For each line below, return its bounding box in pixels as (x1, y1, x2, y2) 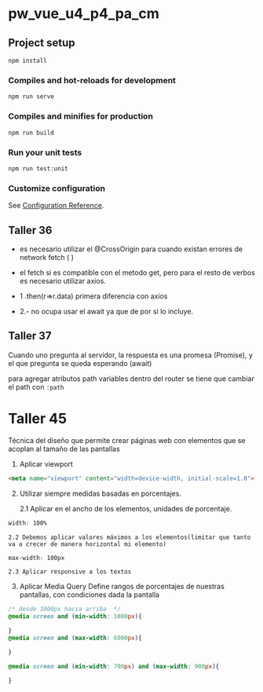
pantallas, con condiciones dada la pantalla (19, 590, 159, 599)
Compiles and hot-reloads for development (8, 75, 177, 86)
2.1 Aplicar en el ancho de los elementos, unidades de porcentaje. (19, 503, 232, 513)
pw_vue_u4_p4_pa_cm (8, 5, 159, 23)
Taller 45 (8, 410, 68, 427)
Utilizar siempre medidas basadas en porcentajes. (19, 489, 182, 498)
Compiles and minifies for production (8, 111, 153, 122)
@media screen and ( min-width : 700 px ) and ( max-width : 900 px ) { (8, 662, 220, 670)
